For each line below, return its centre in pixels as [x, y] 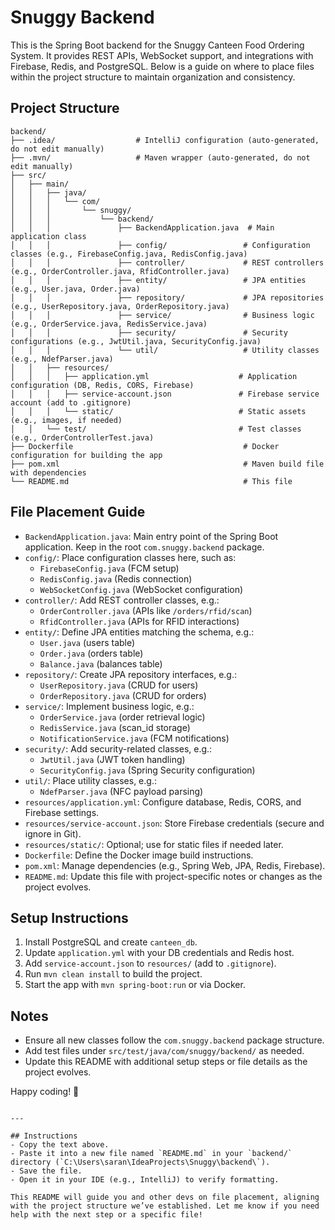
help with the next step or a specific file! [106, 1215]
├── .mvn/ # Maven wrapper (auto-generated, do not [160, 157]
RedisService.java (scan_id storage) [115, 727]
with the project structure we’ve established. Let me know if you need [165, 1206]
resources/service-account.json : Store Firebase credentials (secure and [174, 823]
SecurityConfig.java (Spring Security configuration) [147, 770]
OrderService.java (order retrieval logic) [122, 717]
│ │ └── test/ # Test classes [156, 429]
